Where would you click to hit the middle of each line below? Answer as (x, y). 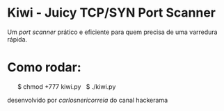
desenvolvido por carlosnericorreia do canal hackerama (88, 100)
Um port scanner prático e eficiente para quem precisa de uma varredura (112, 32)
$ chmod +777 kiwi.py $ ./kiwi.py (66, 86)
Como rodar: (44, 68)
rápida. (17, 39)
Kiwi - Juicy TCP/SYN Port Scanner (112, 13)
